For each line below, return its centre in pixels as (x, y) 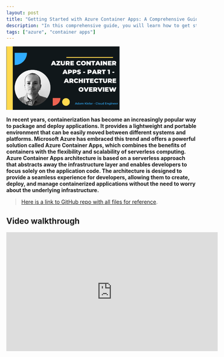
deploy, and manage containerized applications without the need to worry (101, 184)
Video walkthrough (43, 221)
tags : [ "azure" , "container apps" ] (51, 32)
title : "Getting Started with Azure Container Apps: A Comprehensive (96, 19)
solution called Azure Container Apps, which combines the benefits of (96, 146)
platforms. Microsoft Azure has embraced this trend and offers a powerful (101, 139)
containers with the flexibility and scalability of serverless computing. (96, 152)
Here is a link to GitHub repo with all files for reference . (89, 202)
